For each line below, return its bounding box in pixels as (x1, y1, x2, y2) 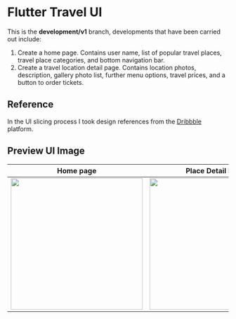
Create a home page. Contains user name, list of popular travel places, (17, 48, 223, 57)
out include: (7, 34, 42, 43)
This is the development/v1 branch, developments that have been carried (7, 27, 221, 36)
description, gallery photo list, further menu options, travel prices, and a (17, 71, 226, 79)
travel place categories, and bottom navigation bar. (17, 55, 165, 64)
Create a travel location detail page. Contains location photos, (17, 63, 197, 72)
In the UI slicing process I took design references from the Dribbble (7, 117, 202, 125)
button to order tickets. (17, 78, 84, 86)
